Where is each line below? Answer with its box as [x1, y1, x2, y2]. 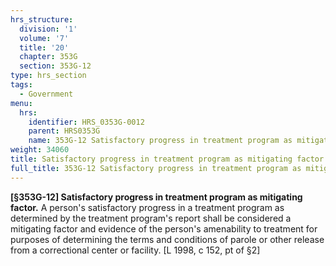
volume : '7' [19, 33, 70, 43]
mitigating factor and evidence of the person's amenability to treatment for [10, 222, 318, 235]
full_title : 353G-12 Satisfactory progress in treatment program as [10, 163, 302, 173]
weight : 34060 [10, 145, 70, 155]
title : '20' [19, 42, 70, 53]
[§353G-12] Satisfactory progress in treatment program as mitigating [10, 191, 303, 203]
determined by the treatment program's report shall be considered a [10, 212, 292, 224]
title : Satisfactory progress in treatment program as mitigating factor [10, 154, 325, 164]
